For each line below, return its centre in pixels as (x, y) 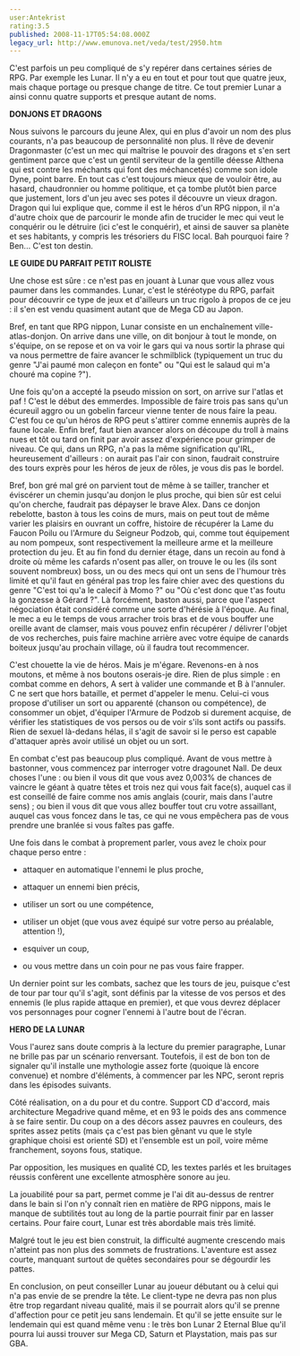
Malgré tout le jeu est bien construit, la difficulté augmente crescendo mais (147, 1240)
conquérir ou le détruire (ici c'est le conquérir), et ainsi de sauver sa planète (149, 227)
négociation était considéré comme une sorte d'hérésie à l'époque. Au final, (149, 609)
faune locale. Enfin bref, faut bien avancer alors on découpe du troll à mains (149, 430)
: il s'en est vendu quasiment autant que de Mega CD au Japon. (126, 310)
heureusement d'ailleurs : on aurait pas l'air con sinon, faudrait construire (145, 459)
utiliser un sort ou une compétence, (88, 905)
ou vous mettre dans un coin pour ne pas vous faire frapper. (133, 967)
